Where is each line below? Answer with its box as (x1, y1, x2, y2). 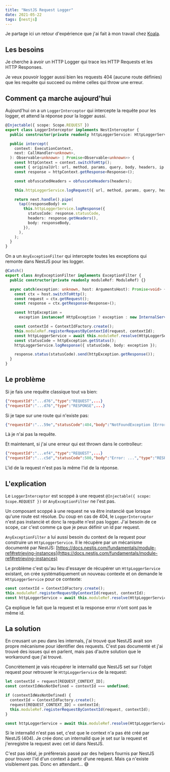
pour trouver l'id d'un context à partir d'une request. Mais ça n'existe (5, 756, 149, 762)
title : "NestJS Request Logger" (5, 7, 73, 13)
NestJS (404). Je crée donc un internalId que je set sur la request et (5, 735, 148, 742)
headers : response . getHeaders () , (27, 216, 99, 221)
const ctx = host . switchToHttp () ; (14, 292, 87, 297)
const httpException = (14, 310, 62, 315)
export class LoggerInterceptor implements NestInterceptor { (5, 127, 139, 132)
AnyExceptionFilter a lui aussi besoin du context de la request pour (5, 534, 146, 540)
